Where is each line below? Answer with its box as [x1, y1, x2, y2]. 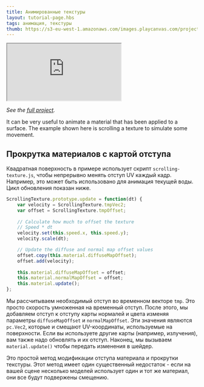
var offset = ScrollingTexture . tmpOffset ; [17, 207, 126, 214]
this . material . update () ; [17, 281, 80, 287]
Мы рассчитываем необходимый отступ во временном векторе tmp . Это [6, 298, 195, 305]
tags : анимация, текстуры [6, 20, 72, 26]
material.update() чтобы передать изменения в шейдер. [6, 343, 154, 350]
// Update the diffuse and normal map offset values [17, 247, 154, 253]
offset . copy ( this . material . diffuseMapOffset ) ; [17, 252, 137, 259]
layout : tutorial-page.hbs [6, 15, 75, 21]
